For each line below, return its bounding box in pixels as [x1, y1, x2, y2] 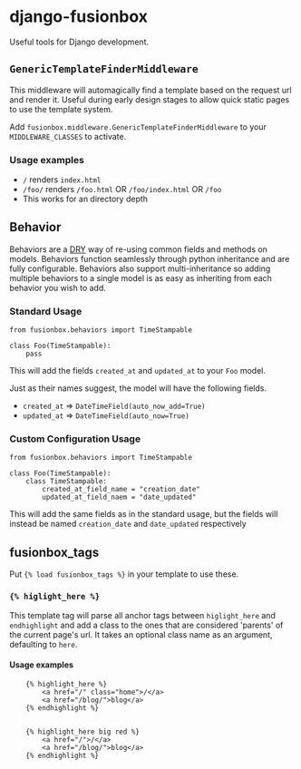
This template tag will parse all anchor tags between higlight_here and [9, 609, 277, 620]
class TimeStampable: [25, 477, 107, 486]
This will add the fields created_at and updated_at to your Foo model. [9, 365, 266, 376]
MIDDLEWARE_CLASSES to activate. [9, 131, 127, 141]
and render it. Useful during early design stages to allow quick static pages [9, 93, 290, 105]
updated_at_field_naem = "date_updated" [42, 492, 197, 502]
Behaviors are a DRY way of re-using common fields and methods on [9, 243, 267, 255]
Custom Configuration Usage [9, 433, 141, 445]
